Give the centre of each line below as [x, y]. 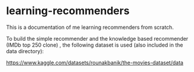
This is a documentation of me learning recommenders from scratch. [90, 27]
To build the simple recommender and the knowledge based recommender [97, 38]
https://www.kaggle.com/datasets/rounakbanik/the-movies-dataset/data [95, 63]
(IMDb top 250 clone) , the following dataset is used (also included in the [95, 45]
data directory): [25, 51]
